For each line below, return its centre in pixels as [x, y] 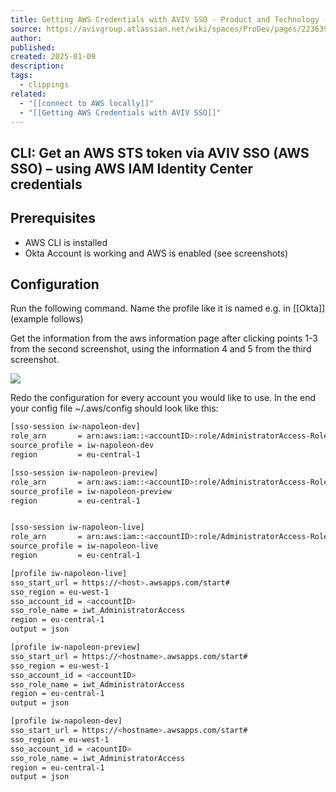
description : [37, 66]
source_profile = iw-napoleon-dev [82, 446]
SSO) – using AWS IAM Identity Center [132, 168]
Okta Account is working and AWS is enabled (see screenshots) [156, 253]
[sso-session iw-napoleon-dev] [75, 427]
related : [28, 94]
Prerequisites [53, 218]
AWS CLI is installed [66, 242]
